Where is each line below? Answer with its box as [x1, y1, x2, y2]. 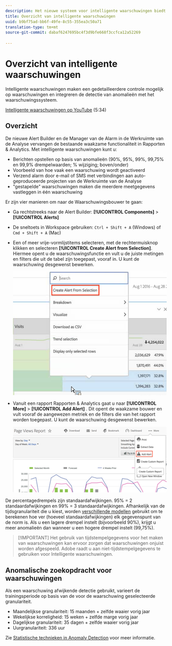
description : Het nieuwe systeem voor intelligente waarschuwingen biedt [5, 8, 166, 13]
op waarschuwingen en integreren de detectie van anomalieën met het [5, 91, 155, 97]
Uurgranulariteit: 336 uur [12, 625, 66, 631]
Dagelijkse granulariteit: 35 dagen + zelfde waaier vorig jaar [12, 619, 139, 625]
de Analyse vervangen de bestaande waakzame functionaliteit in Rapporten [5, 141, 165, 147]
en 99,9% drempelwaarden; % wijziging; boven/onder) [12, 162, 129, 168]
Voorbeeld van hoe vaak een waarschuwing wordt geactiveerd [12, 167, 145, 173]
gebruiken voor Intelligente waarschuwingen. [17, 551, 114, 557]
